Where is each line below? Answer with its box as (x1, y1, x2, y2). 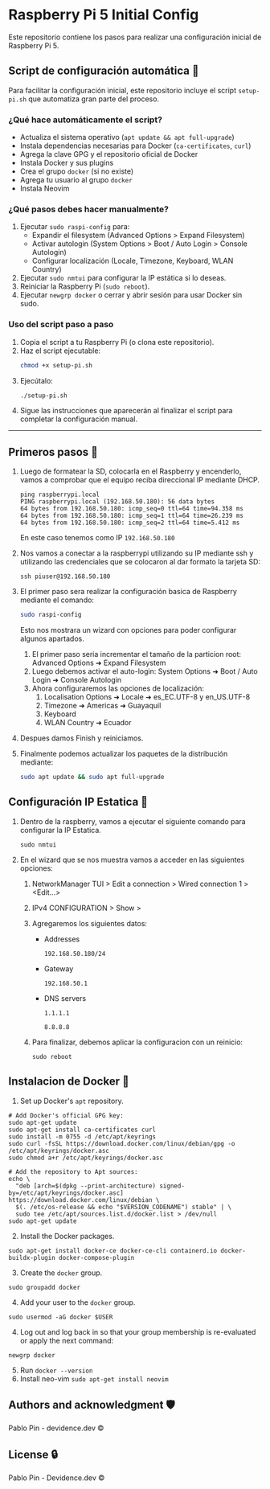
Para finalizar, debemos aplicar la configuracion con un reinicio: (31, 1037, 243, 1047)
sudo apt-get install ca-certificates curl (8, 1126, 157, 1134)
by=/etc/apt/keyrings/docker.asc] (8, 1188, 125, 1197)
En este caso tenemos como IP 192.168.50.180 (19, 533, 175, 543)
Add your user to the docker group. (19, 1297, 136, 1307)
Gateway (43, 963, 74, 974)
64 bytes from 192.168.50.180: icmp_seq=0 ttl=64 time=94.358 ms (19, 505, 243, 513)
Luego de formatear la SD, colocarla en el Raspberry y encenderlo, (19, 466, 242, 476)
